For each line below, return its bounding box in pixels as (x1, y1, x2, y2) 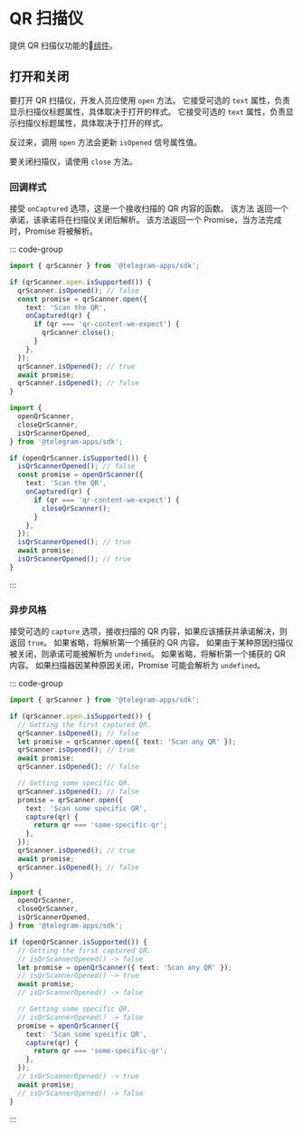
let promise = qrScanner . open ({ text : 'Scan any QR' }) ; (17, 737, 237, 746)
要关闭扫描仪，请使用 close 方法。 (9, 156, 137, 167)
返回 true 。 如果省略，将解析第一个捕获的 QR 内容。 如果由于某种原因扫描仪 (9, 638, 294, 648)
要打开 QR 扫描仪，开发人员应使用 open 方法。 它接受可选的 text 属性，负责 (9, 94, 291, 105)
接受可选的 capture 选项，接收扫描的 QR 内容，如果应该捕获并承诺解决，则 (9, 626, 288, 637)
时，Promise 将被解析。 (9, 225, 98, 236)
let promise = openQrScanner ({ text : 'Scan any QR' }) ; (17, 963, 232, 972)
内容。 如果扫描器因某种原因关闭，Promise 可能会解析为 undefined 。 (9, 660, 265, 671)
